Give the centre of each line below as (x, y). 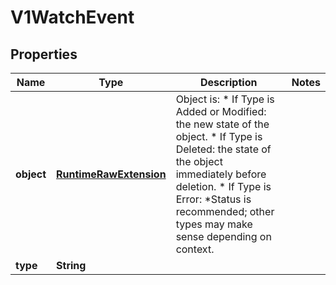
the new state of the (222, 124)
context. (195, 249)
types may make (214, 224)
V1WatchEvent (72, 17)
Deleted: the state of (223, 149)
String (71, 265)
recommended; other (225, 211)
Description (228, 82)
